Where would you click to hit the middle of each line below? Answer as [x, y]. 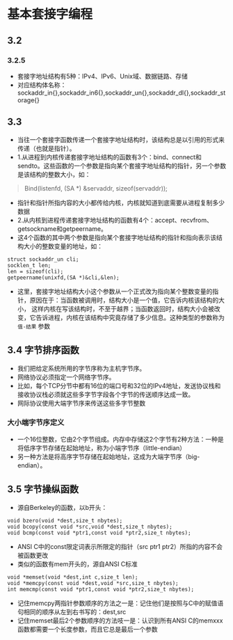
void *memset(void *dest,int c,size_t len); [73, 577]
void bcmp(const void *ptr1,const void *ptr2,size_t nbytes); [99, 533]
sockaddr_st [208, 93]
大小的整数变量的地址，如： [63, 246]
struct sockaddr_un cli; [43, 259]
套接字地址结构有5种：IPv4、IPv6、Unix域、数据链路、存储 [102, 76]
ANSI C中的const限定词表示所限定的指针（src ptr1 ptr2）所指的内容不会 [120, 546]
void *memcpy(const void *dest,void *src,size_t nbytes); [93, 583]
